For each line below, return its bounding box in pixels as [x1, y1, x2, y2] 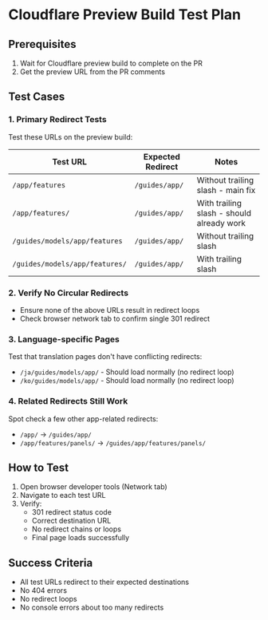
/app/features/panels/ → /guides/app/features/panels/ [19, 437, 206, 448]
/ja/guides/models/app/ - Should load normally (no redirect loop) [19, 367, 235, 377]
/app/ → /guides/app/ [19, 429, 92, 439]
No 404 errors [19, 586, 68, 595]
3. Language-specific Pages [8, 334, 120, 345]
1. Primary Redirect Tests [8, 114, 107, 125]
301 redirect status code [31, 507, 112, 517]
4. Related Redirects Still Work [8, 396, 128, 407]
